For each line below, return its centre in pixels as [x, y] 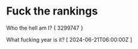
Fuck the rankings [52, 11]
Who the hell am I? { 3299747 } [45, 28]
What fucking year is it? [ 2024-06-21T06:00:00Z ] [69, 39]
